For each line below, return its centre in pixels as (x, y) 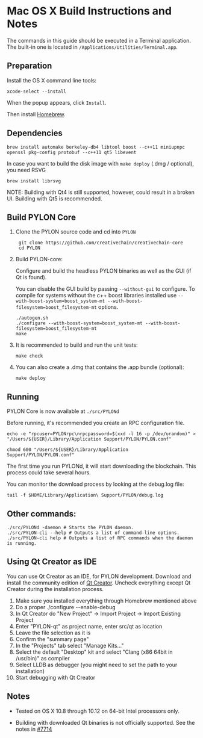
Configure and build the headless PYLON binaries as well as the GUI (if (103, 271)
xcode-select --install (37, 91)
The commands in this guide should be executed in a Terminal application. (99, 40)
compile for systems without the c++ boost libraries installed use (96, 296)
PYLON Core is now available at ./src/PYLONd (63, 411)
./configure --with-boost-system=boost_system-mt (79, 323)
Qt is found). (31, 278)
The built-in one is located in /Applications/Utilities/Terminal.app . (92, 47)
